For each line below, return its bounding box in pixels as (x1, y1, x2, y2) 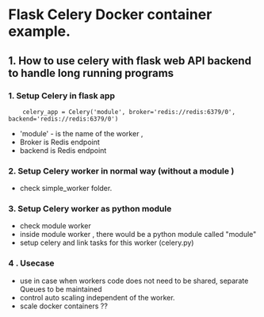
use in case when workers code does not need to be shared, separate (19, 276, 249, 285)
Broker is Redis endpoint (19, 137, 101, 147)
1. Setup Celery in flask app (8, 90, 115, 101)
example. (8, 22, 71, 40)
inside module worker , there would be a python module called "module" (19, 230, 257, 239)
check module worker (19, 221, 91, 231)
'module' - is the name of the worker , (19, 128, 143, 138)
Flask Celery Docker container (8, 6, 212, 24)
